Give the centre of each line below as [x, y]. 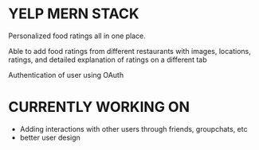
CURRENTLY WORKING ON [99, 107]
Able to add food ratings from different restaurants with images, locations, [129, 51]
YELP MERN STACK [74, 14]
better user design [50, 137]
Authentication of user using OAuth [66, 75]
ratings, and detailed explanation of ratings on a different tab [108, 60]
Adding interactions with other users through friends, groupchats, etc [133, 129]
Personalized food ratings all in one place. [77, 36]
